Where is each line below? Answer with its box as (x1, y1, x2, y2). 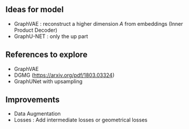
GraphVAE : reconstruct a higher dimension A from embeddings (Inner (13, 20, 183, 27)
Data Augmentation (13, 110, 61, 117)
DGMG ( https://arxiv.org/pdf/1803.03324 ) (13, 72, 115, 79)
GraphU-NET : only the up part (13, 32, 88, 40)
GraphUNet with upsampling (13, 77, 83, 84)
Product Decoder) (13, 26, 58, 33)
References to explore (5, 50, 88, 60)
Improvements (5, 95, 60, 105)
